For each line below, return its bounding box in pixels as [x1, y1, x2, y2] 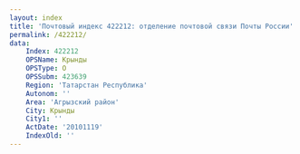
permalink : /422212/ [9, 30, 88, 39]
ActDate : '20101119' [25, 123, 103, 132]
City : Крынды [25, 106, 75, 115]
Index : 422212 [25, 47, 79, 56]
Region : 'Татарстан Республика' [25, 81, 148, 90]
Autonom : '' [25, 89, 71, 98]
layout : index [9, 13, 63, 23]
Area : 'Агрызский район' [25, 97, 120, 107]
